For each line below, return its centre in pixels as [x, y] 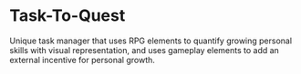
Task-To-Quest [67, 16]
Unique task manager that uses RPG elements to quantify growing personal [151, 41]
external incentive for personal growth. [82, 60]
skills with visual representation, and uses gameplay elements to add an [145, 50]
